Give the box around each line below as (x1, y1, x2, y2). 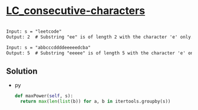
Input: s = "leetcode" (6, 28, 62, 35)
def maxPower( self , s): (14, 93, 74, 99)
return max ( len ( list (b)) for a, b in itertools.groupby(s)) (20, 98, 171, 105)
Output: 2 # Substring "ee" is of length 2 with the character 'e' (6, 34, 178, 40)
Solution (6, 66, 38, 76)
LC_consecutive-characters (6, 4, 146, 18)
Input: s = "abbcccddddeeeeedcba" (6, 44, 91, 50)
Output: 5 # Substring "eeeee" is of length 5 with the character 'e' (6, 50, 186, 56)
